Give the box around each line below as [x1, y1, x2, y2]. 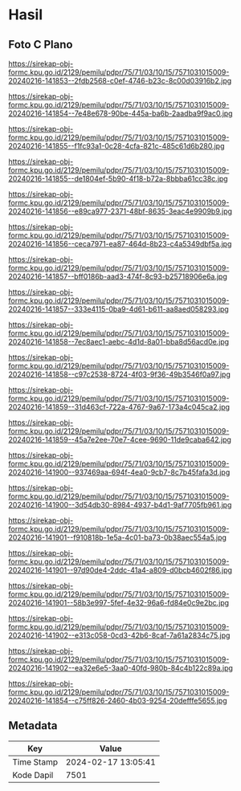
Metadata [8, 719, 58, 732]
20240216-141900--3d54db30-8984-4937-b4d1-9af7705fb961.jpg [8, 500, 232, 509]
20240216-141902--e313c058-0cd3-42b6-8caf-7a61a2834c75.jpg [8, 630, 231, 640]
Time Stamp [12, 756, 59, 768]
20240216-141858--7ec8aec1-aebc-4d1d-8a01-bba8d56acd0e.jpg [8, 337, 230, 346]
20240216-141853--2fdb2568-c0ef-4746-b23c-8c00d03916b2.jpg [8, 76, 232, 85]
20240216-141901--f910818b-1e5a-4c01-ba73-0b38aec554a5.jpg [8, 532, 227, 542]
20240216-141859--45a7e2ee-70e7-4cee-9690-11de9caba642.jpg [8, 435, 231, 444]
